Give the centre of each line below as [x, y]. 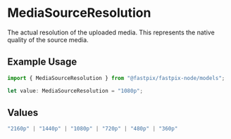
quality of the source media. [48, 39]
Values [23, 113]
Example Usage [42, 62]
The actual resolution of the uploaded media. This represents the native [111, 32]
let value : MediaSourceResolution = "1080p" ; [75, 91]
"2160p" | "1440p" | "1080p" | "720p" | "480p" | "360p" [93, 129]
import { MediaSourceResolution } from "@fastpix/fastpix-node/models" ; [116, 78]
